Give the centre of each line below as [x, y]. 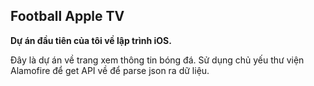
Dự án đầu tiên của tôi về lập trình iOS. [91, 40]
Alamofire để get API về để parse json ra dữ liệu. [110, 70]
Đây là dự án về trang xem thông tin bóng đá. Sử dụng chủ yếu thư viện [157, 60]
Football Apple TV [67, 16]
